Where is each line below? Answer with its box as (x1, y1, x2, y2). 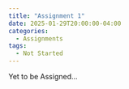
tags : (8, 42, 27, 50)
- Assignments (15, 34, 63, 43)
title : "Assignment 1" (8, 11, 85, 20)
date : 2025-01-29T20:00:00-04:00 (8, 19, 122, 28)
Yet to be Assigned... (8, 72, 79, 81)
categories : (8, 27, 49, 35)
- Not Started (15, 49, 63, 57)
